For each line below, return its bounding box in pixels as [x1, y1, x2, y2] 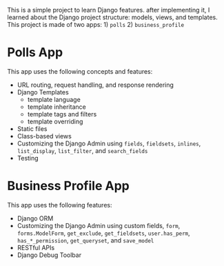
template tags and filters [27, 110, 97, 118]
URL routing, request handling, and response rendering [17, 81, 174, 89]
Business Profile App [7, 178, 130, 194]
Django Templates [17, 88, 69, 96]
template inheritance [27, 103, 86, 111]
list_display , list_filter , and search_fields [17, 146, 148, 154]
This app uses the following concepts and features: [7, 67, 153, 75]
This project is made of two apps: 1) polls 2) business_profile [7, 21, 185, 28]
